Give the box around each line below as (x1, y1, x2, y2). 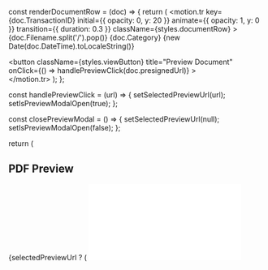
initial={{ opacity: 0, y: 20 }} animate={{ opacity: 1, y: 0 (76, 15, 260, 25)
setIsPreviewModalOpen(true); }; (8, 99, 119, 108)
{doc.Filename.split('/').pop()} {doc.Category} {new (8, 32, 181, 42)
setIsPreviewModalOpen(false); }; (8, 123, 121, 132)
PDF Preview (8, 162, 75, 176)
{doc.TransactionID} (8, 15, 76, 25)
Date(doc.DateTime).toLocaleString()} (8, 41, 135, 51)
